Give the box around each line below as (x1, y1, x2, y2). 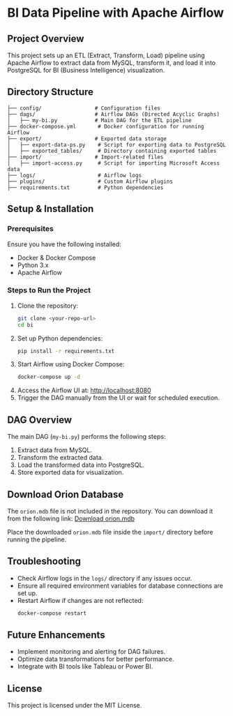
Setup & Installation (7, 203, 94, 215)
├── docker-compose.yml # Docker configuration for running (7, 123, 204, 130)
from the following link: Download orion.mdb (7, 514, 135, 523)
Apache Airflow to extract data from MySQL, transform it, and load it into (7, 59, 216, 67)
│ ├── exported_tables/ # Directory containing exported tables (7, 147, 217, 154)
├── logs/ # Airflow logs (7, 172, 142, 179)
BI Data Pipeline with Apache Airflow (7, 5, 225, 21)
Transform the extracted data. (17, 454, 104, 462)
